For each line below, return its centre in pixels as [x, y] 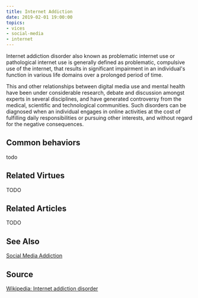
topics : [16, 23]
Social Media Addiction [34, 256]
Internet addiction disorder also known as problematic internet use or [90, 56]
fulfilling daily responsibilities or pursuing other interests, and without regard [99, 118]
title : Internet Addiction [39, 12]
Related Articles [36, 209]
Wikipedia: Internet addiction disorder [52, 289]
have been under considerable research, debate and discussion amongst [95, 93]
